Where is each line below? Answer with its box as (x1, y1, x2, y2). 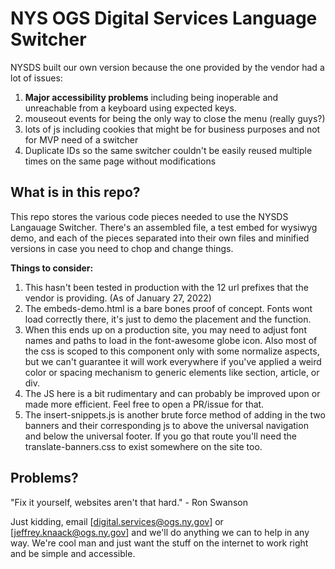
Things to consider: (10, 262, 94, 274)
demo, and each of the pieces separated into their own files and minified (10, 232, 310, 244)
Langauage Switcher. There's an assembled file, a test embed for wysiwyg (10, 221, 318, 233)
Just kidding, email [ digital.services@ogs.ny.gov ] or (10, 515, 224, 527)
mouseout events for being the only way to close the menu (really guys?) (24, 112, 326, 124)
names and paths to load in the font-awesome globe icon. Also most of (24, 334, 318, 346)
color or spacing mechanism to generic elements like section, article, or (24, 366, 320, 378)
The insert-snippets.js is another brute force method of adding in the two (24, 408, 326, 421)
